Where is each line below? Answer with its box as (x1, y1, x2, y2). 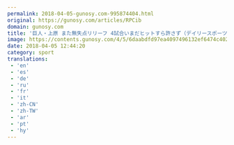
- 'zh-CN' (10, 101, 39, 108)
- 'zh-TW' (10, 107, 39, 114)
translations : (7, 56, 49, 63)
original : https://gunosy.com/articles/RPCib (7, 17, 141, 24)
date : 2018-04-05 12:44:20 (7, 43, 86, 49)
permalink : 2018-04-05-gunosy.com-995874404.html (7, 10, 155, 17)
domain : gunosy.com (7, 23, 64, 30)
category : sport (7, 49, 54, 56)
